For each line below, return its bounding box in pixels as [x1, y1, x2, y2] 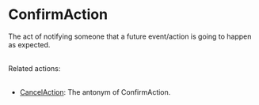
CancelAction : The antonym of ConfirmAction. [19, 87, 171, 96]
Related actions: [8, 63, 61, 73]
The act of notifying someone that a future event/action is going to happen [8, 32, 252, 41]
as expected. [8, 39, 51, 49]
